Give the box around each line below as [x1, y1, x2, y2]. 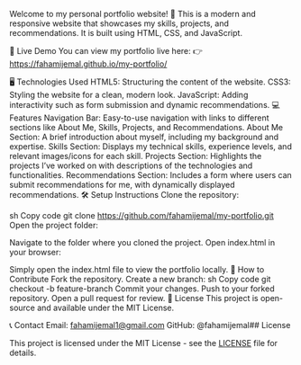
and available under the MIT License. [37, 302, 175, 313]
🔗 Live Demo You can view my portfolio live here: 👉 [9, 46, 203, 56]
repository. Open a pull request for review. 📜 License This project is [9, 293, 259, 303]
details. [9, 347, 37, 358]
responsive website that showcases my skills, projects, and [9, 18, 230, 29]
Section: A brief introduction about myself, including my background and [9, 131, 279, 142]
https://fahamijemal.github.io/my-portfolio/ [9, 58, 168, 69]
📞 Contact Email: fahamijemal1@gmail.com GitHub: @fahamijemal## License [9, 320, 291, 330]
